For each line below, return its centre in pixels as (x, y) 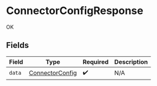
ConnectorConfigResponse (75, 11)
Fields (18, 45)
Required (96, 61)
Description (131, 61)
